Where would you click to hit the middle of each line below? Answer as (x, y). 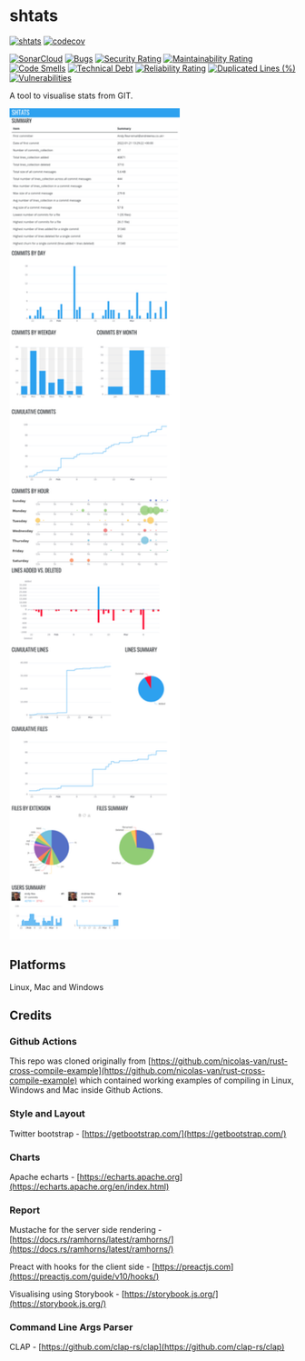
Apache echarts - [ (44, 1176)
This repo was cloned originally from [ (80, 1061)
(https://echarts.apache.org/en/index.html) (89, 1186)
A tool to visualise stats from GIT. (71, 95)
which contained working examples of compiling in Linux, (187, 1081)
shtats (34, 16)
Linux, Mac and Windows (57, 986)
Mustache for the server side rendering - (86, 1230)
